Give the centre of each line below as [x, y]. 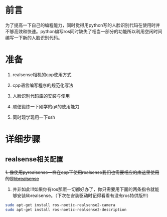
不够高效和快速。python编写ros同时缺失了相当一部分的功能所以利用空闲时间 [84, 31]
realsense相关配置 [34, 159]
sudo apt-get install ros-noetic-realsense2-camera [60, 205]
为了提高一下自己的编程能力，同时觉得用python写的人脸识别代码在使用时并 [83, 25]
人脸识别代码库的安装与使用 [41, 96]
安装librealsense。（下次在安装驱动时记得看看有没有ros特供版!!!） [84, 195]
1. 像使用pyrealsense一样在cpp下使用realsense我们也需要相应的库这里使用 [82, 172]
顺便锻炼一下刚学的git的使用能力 [46, 106]
